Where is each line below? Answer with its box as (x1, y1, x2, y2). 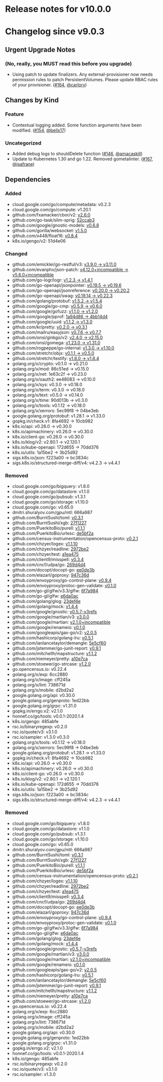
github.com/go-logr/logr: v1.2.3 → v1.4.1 (12, 277, 93, 283)
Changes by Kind (5, 96, 59, 104)
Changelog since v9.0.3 (5, 26, 105, 37)
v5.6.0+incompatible (12, 272, 54, 278)
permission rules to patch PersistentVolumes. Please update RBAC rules (12, 77, 158, 83)
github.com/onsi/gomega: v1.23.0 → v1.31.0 (12, 340, 101, 346)
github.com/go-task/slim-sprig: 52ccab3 (12, 217, 95, 223)
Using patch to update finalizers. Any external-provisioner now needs (12, 71, 153, 77)
